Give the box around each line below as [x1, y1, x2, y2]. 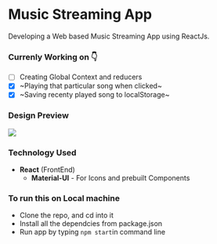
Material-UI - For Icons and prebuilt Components [31, 173, 190, 183]
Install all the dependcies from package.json [19, 219, 163, 228]
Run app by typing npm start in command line [19, 228, 166, 237]
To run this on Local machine [8, 192, 120, 203]
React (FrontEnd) [19, 165, 76, 174]
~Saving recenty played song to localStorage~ [19, 90, 170, 100]
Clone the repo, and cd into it [19, 210, 114, 220]
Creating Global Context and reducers [19, 72, 143, 82]
